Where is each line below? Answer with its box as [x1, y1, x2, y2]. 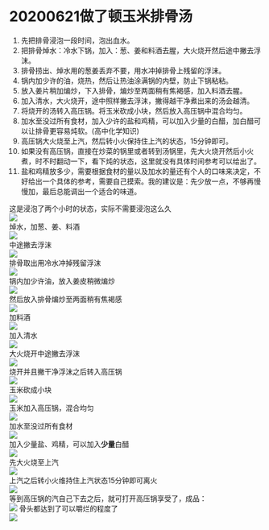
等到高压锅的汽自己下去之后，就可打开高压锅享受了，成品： [9, 493, 207, 503]
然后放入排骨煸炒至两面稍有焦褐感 [9, 294, 122, 304]
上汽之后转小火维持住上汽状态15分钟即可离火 [9, 475, 158, 485]
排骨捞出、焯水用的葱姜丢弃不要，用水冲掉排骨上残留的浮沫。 [20, 65, 226, 75]
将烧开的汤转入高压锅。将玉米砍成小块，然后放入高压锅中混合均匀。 [20, 106, 247, 115]
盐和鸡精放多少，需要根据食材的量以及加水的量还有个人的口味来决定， [20, 166, 255, 176]
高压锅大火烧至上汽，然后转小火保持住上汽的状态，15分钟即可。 [20, 136, 233, 146]
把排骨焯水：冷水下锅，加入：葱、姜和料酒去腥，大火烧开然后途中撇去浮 [20, 45, 261, 55]
